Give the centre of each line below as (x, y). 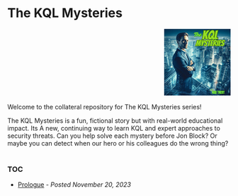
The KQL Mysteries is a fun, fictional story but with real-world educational (115, 120)
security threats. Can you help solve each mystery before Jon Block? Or (112, 136)
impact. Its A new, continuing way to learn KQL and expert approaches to (114, 128)
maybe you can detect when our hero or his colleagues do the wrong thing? (118, 143)
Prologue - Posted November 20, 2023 (74, 185)
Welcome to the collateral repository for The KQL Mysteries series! (104, 107)
